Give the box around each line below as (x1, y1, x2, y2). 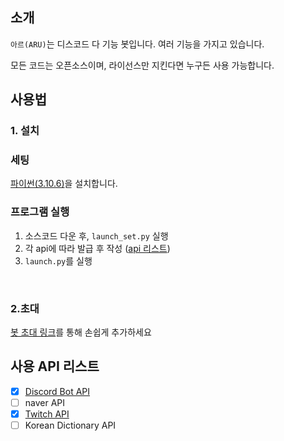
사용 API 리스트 (10, 358, 100, 375)
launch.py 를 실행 (24, 254, 93, 267)
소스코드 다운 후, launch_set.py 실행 (24, 229, 169, 242)
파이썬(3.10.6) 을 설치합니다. (10, 178, 118, 190)
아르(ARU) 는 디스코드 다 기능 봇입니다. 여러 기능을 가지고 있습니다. (10, 38, 265, 50)
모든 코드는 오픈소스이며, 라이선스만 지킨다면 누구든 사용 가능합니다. (10, 59, 275, 71)
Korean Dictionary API (24, 419, 117, 432)
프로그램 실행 (10, 205, 70, 219)
